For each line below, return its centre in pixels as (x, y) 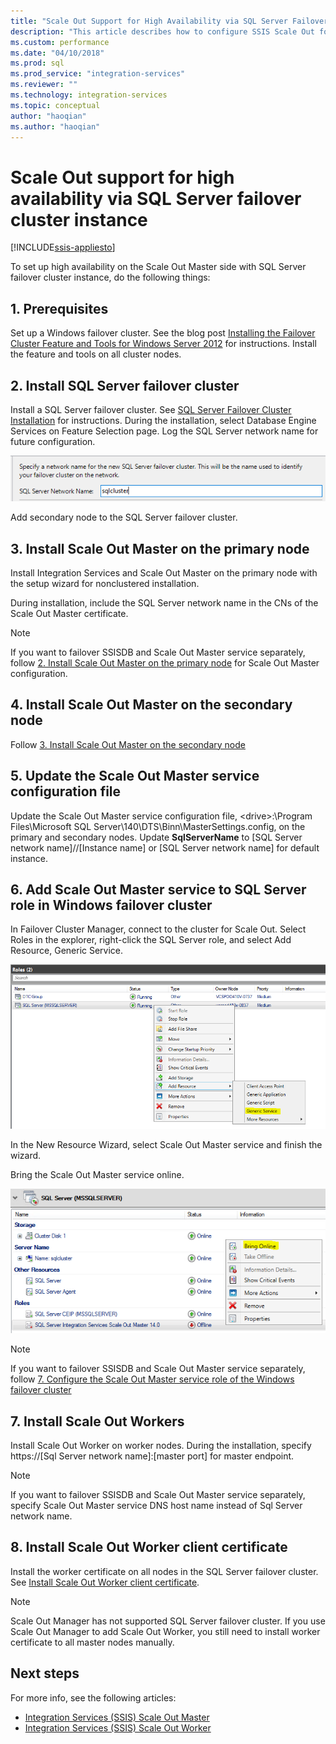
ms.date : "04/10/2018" (57, 53)
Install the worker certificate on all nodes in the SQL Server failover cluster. (164, 1571)
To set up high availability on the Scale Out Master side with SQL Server (158, 267)
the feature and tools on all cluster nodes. (96, 354)
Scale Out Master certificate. (69, 613)
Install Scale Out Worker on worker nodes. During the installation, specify (161, 1446)
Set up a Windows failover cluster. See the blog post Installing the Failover (163, 333)
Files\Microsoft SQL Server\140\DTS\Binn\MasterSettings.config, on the (158, 826)
